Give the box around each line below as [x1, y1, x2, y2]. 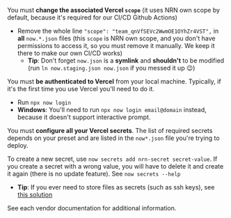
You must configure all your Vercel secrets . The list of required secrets [7, 127, 213, 134]
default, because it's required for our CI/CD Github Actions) [7, 13, 177, 22]
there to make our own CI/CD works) [17, 49, 123, 57]
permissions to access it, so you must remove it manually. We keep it [17, 42, 215, 49]
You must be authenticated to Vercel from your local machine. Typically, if [7, 77, 221, 86]
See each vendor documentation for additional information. [7, 204, 177, 212]
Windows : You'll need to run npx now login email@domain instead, [17, 106, 207, 114]
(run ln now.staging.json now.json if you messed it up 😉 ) [27, 64, 196, 72]
